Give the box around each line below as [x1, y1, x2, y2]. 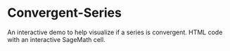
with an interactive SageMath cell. [7, 35, 106, 43]
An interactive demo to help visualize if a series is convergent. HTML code [7, 28, 223, 36]
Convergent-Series [7, 5, 122, 21]
